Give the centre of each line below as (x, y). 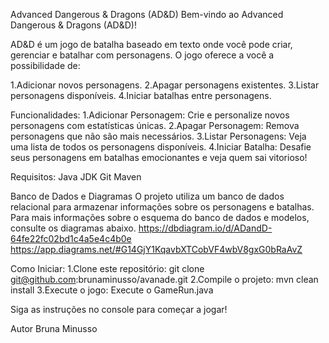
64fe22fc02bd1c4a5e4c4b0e (71, 238)
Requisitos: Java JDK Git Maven (76, 177)
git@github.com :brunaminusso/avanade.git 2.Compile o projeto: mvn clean (164, 279)
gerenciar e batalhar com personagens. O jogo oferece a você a (142, 55)
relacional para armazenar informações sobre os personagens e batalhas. (162, 207)
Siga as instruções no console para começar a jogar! (119, 309)
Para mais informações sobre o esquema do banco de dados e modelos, (160, 217)
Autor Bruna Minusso (54, 328)
